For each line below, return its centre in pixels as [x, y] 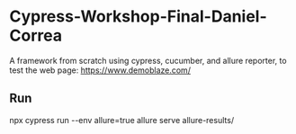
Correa [36, 36]
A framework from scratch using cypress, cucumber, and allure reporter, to [148, 60]
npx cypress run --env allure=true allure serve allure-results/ [122, 120]
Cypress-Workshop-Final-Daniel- [138, 17]
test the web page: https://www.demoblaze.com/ [100, 70]
